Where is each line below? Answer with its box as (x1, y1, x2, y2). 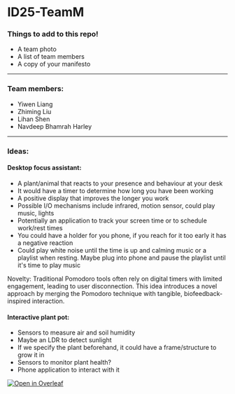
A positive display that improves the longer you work (17, 194, 169, 202)
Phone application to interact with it (17, 365, 120, 374)
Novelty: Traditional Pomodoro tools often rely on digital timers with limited (7, 274, 222, 283)
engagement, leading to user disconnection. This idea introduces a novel (7, 281, 218, 290)
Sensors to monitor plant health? (17, 358, 112, 367)
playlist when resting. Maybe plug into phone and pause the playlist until (17, 253, 226, 262)
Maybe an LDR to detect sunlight (17, 336, 112, 344)
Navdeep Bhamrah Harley (17, 122, 92, 130)
